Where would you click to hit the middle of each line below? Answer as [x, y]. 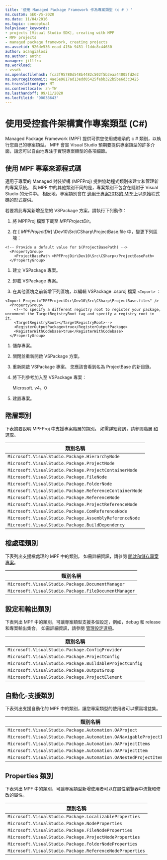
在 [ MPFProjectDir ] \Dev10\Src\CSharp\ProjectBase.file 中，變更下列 [83, 232]
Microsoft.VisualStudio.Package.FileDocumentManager [71, 591]
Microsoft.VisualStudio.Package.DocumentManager [66, 584]
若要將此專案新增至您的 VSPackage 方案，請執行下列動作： [66, 210]
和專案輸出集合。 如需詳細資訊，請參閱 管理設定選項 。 [61, 628]
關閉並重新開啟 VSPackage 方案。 [47, 356]
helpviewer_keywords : [28, 28]
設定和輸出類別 [28, 609]
